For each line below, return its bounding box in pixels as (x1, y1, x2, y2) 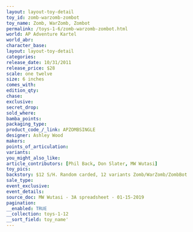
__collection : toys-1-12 (6, 211, 69, 217)
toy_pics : (6, 166, 31, 172)
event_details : (6, 188, 45, 195)
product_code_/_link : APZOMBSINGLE (6, 127, 96, 133)
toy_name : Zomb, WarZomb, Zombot (6, 20, 90, 26)
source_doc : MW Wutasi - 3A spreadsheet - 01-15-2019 (6, 194, 145, 200)
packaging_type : (6, 121, 47, 127)
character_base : (6, 43, 47, 49)
